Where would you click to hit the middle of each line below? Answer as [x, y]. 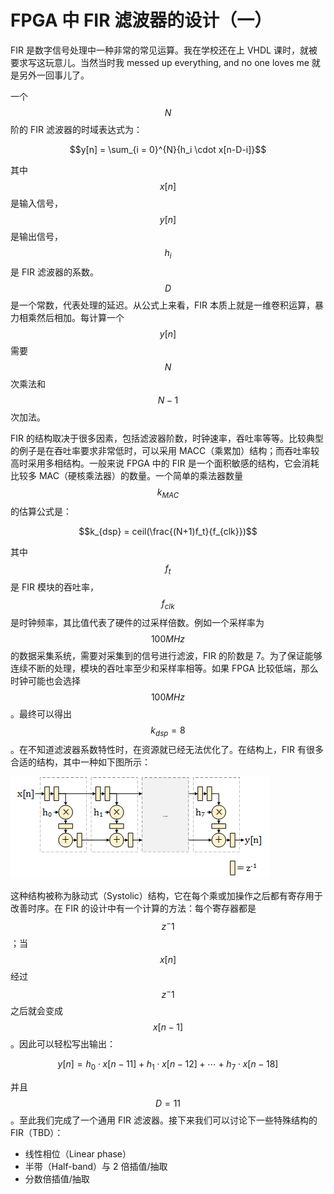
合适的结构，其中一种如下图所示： [80, 762]
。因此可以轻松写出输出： [63, 1044]
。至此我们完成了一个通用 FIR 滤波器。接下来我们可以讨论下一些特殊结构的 [164, 1120]
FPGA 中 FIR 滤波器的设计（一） [141, 20]
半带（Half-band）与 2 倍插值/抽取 [96, 1167]
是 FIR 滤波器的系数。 [54, 272]
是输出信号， [36, 236]
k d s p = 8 [168, 731]
